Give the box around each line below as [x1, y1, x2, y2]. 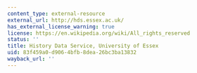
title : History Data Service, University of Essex [7, 42, 159, 49]
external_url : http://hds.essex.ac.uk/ [7, 17, 125, 24]
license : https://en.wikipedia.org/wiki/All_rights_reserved [7, 29, 191, 37]
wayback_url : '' [7, 56, 55, 63]
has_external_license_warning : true [7, 23, 115, 30]
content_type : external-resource [7, 10, 106, 17]
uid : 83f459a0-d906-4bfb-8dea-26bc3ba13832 [7, 49, 137, 56]
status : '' [7, 36, 39, 43]
